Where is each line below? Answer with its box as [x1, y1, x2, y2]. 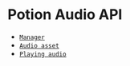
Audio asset [18, 41, 59, 49]
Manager [18, 33, 45, 41]
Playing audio [18, 50, 67, 58]
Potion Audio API [7, 6, 123, 24]
